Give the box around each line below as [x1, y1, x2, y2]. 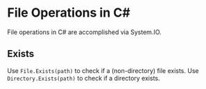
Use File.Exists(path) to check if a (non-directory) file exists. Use [7, 66, 199, 74]
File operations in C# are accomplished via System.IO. [7, 28, 162, 36]
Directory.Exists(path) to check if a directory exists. [7, 74, 161, 82]
